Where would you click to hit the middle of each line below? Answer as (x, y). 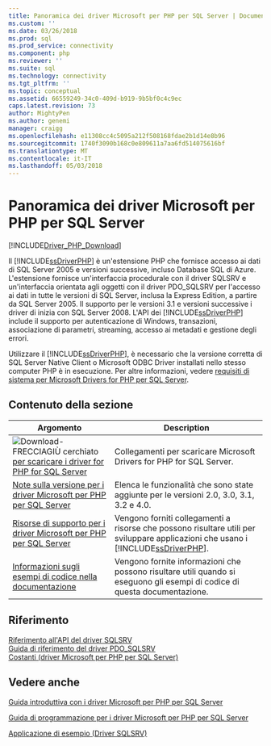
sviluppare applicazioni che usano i (181, 538)
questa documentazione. (161, 592)
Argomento (60, 427)
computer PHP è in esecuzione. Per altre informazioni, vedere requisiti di (129, 371)
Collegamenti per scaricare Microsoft (185, 451)
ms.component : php (39, 53)
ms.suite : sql (32, 69)
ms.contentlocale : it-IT (50, 158)
